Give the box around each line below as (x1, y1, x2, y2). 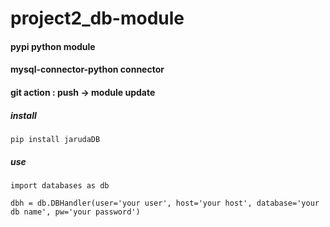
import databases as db (10, 180, 110, 191)
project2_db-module (10, 7, 185, 30)
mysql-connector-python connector (10, 63, 165, 76)
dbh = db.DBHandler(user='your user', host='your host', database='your (10, 198, 320, 208)
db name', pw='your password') (10, 207, 141, 217)
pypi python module (10, 40, 96, 52)
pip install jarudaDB (10, 134, 101, 144)
